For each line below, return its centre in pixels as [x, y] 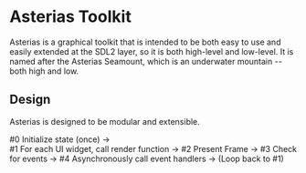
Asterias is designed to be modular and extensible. [105, 121]
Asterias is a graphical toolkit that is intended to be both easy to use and [145, 42]
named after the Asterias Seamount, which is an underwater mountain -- [146, 61]
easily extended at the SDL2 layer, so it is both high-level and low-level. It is [152, 51]
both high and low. [44, 71]
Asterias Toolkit [71, 17]
